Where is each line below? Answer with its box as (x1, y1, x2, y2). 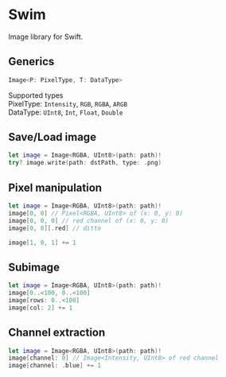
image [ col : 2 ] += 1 (8, 304, 73, 312)
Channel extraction (8, 326, 106, 340)
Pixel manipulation (8, 181, 102, 194)
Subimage (8, 260, 60, 274)
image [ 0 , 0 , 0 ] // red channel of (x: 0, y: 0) (8, 216, 169, 224)
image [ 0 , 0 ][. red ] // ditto (8, 224, 102, 232)
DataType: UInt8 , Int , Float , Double (8, 107, 123, 117)
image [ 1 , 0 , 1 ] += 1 (8, 239, 77, 247)
